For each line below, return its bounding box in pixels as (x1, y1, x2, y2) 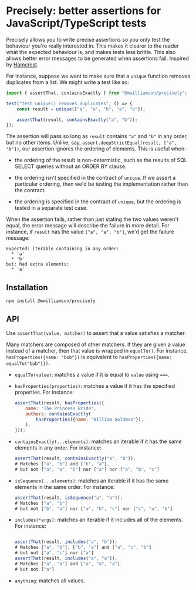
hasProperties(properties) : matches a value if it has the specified (14, 382, 175, 389)
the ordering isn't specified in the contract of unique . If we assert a (14, 175, 176, 182)
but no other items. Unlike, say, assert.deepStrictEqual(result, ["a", (6, 139, 177, 146)
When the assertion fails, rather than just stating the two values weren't (6, 216, 179, 223)
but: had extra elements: (6, 262, 69, 267)
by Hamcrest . (6, 61, 39, 68)
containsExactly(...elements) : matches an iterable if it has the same (14, 438, 182, 445)
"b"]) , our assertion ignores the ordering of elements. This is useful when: (6, 145, 186, 152)
